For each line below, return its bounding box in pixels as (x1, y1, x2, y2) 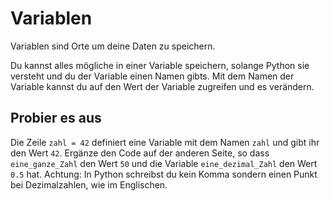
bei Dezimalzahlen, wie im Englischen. (10, 178, 168, 191)
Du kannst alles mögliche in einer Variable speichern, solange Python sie (10, 59, 310, 71)
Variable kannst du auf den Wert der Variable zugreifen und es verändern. (10, 80, 315, 92)
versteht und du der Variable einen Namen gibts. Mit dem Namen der (10, 70, 295, 82)
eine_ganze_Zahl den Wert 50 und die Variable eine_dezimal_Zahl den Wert (10, 157, 318, 169)
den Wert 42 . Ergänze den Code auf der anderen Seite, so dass (10, 147, 270, 159)
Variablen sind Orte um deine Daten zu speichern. (10, 40, 216, 52)
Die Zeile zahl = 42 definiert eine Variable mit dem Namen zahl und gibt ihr (10, 136, 320, 148)
